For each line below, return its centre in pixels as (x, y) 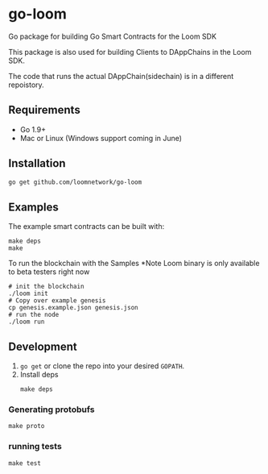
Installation (37, 163)
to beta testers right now (49, 272)
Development (43, 346)
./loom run (27, 322)
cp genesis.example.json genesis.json (73, 308)
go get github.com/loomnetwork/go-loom (75, 182)
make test (25, 463)
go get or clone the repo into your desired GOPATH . (102, 366)
